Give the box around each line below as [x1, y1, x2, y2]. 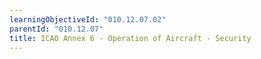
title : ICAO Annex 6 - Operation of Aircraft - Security [9, 33, 252, 43]
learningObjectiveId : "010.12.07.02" [9, 14, 167, 25]
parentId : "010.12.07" [9, 24, 104, 34]
